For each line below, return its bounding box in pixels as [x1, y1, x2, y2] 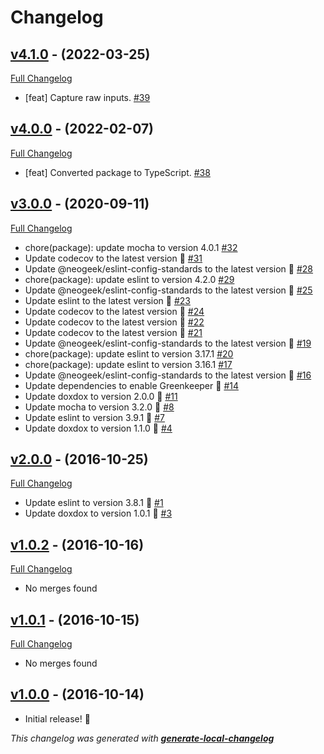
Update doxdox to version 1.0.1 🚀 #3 [24, 507, 173, 520]
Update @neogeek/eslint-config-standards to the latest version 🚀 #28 [24, 262, 314, 275]
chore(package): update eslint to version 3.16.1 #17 [24, 358, 233, 370]
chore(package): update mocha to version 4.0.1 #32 [24, 241, 238, 253]
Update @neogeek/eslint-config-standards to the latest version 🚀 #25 [24, 284, 313, 296]
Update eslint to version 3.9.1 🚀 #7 [24, 411, 166, 423]
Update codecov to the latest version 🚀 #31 [24, 252, 203, 264]
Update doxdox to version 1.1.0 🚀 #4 [24, 422, 173, 434]
